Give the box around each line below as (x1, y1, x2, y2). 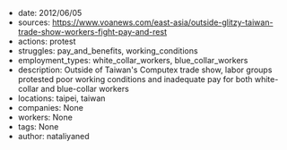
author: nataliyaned (17, 131, 90, 141)
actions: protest (17, 36, 76, 46)
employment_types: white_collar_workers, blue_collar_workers (17, 55, 248, 65)
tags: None (17, 121, 59, 132)
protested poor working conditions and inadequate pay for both (17, 74, 253, 84)
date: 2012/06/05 (17, 8, 83, 18)
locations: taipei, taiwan (17, 93, 106, 104)
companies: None (17, 103, 83, 112)
